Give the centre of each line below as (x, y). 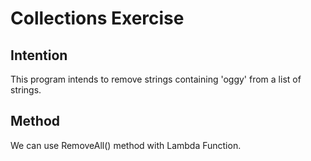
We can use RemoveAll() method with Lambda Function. (126, 145)
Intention (39, 55)
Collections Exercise (97, 18)
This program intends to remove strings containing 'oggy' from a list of (156, 79)
